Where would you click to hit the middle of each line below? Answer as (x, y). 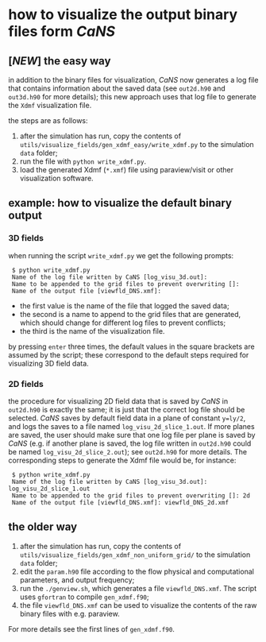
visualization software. (56, 178)
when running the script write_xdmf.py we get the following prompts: (121, 255)
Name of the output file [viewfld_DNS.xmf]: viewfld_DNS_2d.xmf (120, 502)
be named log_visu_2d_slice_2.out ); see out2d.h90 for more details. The (128, 451)
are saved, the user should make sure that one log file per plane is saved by (132, 435)
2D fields (26, 384)
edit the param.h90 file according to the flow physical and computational (137, 571)
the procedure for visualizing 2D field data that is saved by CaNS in (118, 401)
